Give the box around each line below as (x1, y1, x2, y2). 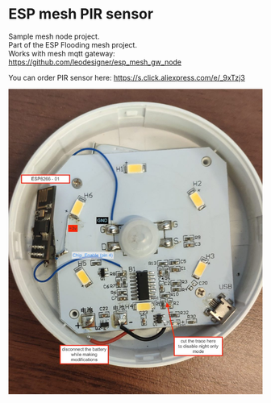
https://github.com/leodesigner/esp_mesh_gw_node (8, 57, 182, 67)
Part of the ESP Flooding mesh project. (8, 39, 137, 49)
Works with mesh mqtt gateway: (8, 48, 115, 58)
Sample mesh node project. (8, 31, 100, 41)
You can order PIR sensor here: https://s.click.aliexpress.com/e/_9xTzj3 (8, 73, 246, 82)
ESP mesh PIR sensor (8, 5, 154, 23)
